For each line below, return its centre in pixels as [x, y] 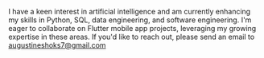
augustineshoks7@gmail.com [57, 45]
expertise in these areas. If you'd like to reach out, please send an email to [132, 37]
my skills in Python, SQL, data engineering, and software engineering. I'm [130, 20]
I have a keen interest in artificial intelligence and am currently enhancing [130, 12]
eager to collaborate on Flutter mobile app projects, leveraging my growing [132, 28]
